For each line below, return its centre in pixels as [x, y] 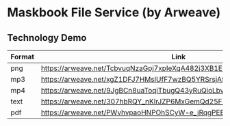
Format [23, 57]
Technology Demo [47, 38]
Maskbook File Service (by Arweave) [114, 13]
